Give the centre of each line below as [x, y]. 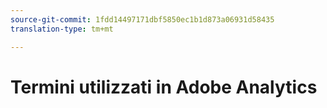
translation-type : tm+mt [62, 29]
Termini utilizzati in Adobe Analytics [164, 87]
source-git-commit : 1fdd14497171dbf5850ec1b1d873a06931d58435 [142, 19]
